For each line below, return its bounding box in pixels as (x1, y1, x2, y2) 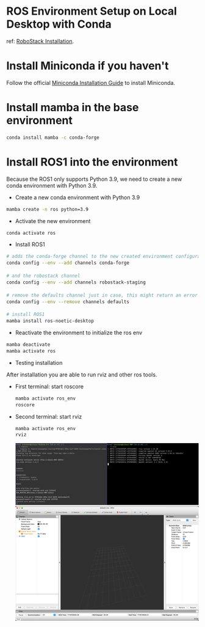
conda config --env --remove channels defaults (6, 298, 130, 305)
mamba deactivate (6, 342, 51, 348)
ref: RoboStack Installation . (6, 37, 74, 45)
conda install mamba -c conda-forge (6, 134, 99, 141)
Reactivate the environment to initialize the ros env (15, 329, 143, 336)
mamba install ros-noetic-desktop (6, 318, 95, 324)
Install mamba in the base (6, 101, 139, 114)
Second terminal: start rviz (15, 413, 82, 420)
